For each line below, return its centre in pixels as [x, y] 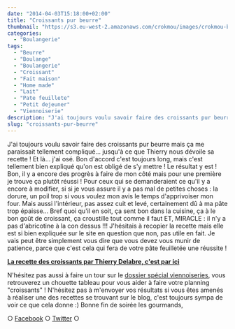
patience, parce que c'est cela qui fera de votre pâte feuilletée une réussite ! [117, 248]
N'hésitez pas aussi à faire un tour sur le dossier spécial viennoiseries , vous [116, 275]
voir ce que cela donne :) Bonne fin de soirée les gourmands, [95, 305]
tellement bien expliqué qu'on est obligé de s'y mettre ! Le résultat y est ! [112, 166]
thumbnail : [23, 27]
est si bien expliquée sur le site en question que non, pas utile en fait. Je [111, 233]
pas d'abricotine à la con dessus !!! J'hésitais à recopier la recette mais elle [115, 226]
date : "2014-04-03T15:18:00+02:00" [59, 14]
